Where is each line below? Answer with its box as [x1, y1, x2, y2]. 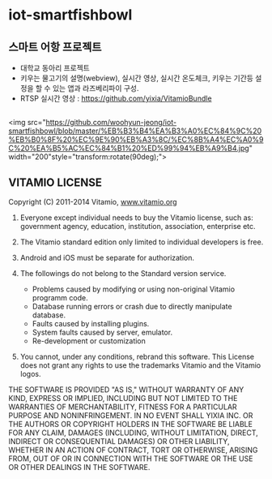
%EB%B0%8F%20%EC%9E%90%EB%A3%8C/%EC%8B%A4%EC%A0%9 [8, 135, 264, 145]
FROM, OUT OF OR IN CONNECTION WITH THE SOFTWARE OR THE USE [8, 454, 253, 464]
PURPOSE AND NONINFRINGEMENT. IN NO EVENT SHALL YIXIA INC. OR [8, 411, 253, 421]
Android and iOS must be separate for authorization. [19, 253, 195, 263]
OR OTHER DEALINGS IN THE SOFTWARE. [8, 463, 151, 473]
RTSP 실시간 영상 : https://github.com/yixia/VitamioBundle [19, 93, 212, 103]
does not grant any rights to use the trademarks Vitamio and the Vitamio [19, 360, 261, 370]
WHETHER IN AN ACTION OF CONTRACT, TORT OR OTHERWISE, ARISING [8, 445, 258, 455]
